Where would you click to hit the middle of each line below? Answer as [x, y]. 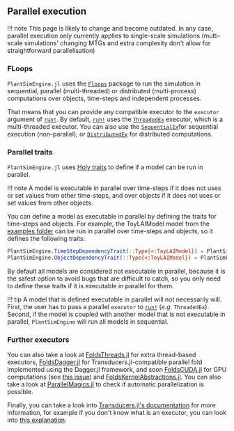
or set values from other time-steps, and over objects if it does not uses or [114, 196]
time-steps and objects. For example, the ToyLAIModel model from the [109, 224]
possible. [20, 392]
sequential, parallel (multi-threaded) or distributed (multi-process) [102, 91]
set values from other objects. [50, 203]
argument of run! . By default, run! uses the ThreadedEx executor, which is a [115, 119]
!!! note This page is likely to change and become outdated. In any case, [110, 28]
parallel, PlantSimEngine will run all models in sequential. [88, 322]
